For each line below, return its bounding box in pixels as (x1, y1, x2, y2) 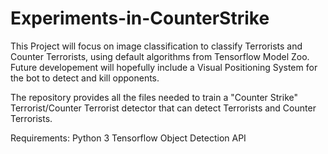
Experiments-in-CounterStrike (10, 7, 270, 30)
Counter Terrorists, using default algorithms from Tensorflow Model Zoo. (10, 50, 310, 62)
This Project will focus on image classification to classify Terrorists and (10, 40, 303, 52)
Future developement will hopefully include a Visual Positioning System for (10, 61, 318, 73)
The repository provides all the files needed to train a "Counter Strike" (10, 91, 298, 103)
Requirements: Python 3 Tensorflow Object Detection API (10, 132, 247, 144)
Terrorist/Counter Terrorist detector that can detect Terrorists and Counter (10, 102, 317, 114)
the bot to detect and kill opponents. (10, 72, 160, 84)
